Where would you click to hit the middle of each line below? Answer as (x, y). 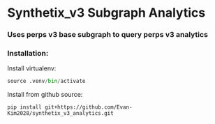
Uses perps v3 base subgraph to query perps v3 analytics (107, 35)
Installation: (28, 54)
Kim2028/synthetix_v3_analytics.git (60, 114)
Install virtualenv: (32, 68)
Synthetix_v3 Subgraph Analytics (106, 13)
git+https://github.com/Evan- (88, 107)
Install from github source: (45, 95)
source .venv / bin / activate (46, 82)
